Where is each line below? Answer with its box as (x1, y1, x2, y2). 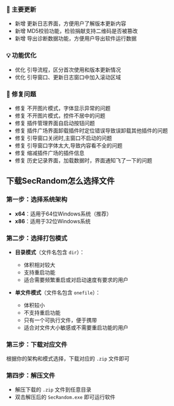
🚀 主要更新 (6, 5, 37, 13)
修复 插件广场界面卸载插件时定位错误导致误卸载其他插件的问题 (14, 127, 168, 134)
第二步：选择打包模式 (6, 234, 67, 242)
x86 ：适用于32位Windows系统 (14, 217, 91, 224)
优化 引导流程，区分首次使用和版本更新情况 (14, 66, 121, 73)
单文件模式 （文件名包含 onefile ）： (14, 288, 101, 296)
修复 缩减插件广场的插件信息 (14, 149, 85, 156)
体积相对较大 (23, 261, 55, 268)
